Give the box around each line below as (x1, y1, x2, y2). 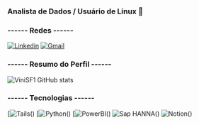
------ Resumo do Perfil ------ (7, 60, 112, 70)
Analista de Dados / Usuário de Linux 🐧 (7, 6, 144, 16)
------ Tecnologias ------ (7, 93, 95, 103)
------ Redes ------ (7, 25, 74, 35)
